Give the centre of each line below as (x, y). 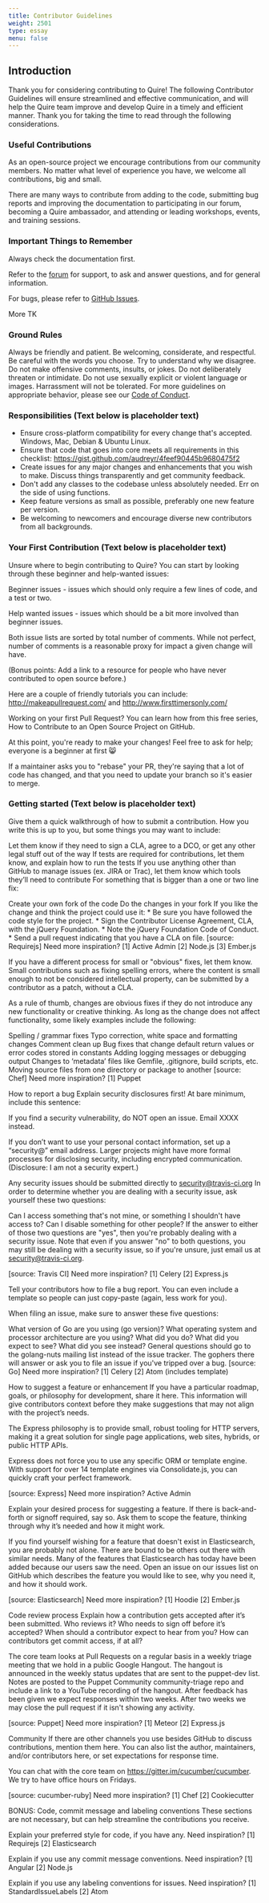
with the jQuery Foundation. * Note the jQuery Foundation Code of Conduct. (134, 929)
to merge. (24, 783)
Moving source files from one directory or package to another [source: (125, 1069)
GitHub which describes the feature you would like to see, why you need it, (132, 1575)
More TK (23, 314)
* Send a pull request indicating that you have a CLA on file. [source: (121, 937)
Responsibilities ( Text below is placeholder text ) (104, 416)
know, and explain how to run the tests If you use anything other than (122, 862)
